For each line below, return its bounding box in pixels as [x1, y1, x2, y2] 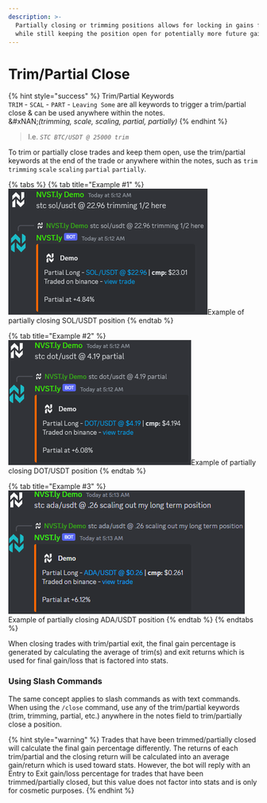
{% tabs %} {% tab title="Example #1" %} [8, 180, 145, 190]
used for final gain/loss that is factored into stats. [8, 656, 168, 665]
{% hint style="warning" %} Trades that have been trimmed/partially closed [8, 734, 257, 744]
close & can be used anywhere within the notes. [8, 108, 165, 118]
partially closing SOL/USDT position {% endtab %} [8, 315, 174, 326]
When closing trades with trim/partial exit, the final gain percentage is [8, 639, 236, 648]
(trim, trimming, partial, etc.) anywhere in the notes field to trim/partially [8, 711, 242, 720]
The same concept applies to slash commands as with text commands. [8, 694, 241, 703]
